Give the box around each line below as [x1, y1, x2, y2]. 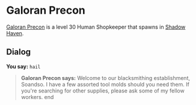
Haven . [6, 29, 24, 36]
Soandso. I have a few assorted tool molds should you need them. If [20, 81, 189, 88]
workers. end [20, 93, 54, 100]
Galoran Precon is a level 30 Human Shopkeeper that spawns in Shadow [6, 23, 186, 30]
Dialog [6, 47, 31, 57]
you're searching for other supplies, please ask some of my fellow [20, 87, 185, 94]
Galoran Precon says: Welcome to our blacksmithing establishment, [20, 74, 191, 81]
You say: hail [6, 63, 41, 70]
